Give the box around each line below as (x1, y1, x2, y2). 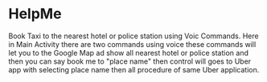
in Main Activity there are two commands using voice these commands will (8, 39, 257, 49)
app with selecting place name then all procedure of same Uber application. (8, 64, 260, 74)
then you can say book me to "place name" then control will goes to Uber (8, 57, 252, 66)
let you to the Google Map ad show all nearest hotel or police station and (8, 48, 249, 57)
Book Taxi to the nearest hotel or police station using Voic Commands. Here (8, 31, 259, 41)
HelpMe (8, 5, 62, 23)
